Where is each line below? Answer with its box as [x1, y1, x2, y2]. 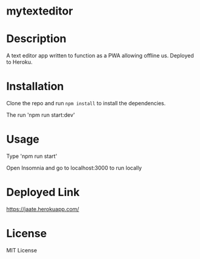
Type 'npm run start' [6, 152, 58, 160]
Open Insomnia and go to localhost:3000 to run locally [6, 165, 142, 171]
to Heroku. [6, 59, 33, 66]
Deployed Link [6, 186, 80, 199]
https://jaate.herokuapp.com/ [6, 205, 79, 212]
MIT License [6, 246, 38, 254]
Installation [6, 80, 64, 93]
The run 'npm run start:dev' [6, 111, 75, 119]
